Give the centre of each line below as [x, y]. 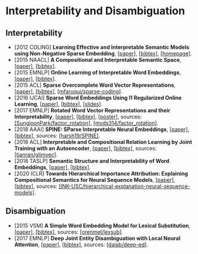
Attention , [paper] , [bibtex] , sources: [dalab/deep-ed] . [81, 244]
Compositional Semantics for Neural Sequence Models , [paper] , [95, 180]
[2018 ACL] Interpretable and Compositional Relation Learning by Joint [103, 142]
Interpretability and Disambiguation [95, 11]
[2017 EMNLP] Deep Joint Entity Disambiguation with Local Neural [97, 238]
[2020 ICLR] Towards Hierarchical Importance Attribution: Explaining [101, 173]
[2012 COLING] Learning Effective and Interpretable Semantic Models [102, 47]
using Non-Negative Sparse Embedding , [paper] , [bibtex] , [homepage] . [103, 54]
